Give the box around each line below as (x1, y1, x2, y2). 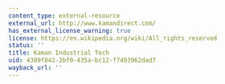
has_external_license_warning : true (8, 26, 131, 34)
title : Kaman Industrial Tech (8, 49, 110, 57)
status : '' (8, 42, 45, 50)
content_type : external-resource (8, 11, 121, 20)
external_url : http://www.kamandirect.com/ (8, 19, 157, 27)
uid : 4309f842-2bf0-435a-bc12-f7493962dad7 (8, 57, 157, 65)
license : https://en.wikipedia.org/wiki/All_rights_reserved (8, 34, 218, 42)
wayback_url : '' (8, 64, 63, 72)
